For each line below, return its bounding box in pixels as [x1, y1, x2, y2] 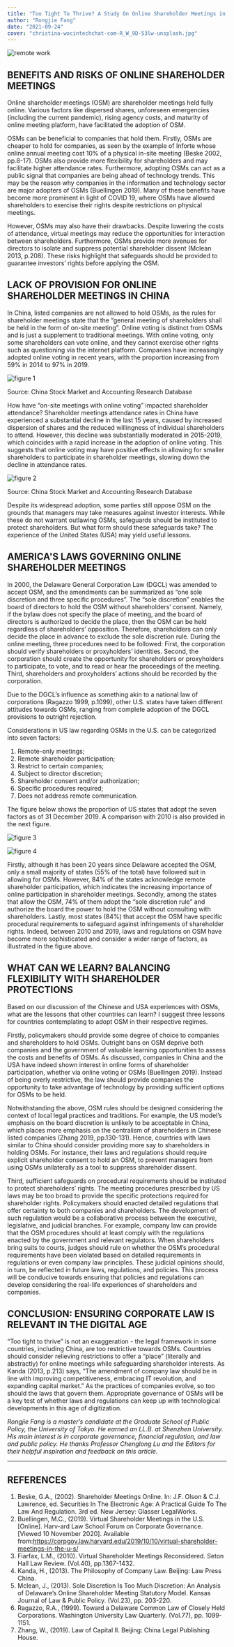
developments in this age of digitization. [7, 1404, 122, 1413]
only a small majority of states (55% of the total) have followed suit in [7, 867, 206, 876]
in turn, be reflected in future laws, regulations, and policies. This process [7, 1265, 219, 1274]
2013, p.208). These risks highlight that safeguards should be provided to [7, 252, 218, 260]
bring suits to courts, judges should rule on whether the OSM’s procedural [7, 1243, 219, 1251]
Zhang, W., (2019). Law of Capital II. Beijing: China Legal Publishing [17, 1626, 210, 1634]
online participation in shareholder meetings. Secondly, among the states [7, 890, 217, 898]
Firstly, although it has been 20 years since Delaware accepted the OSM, [7, 860, 217, 869]
